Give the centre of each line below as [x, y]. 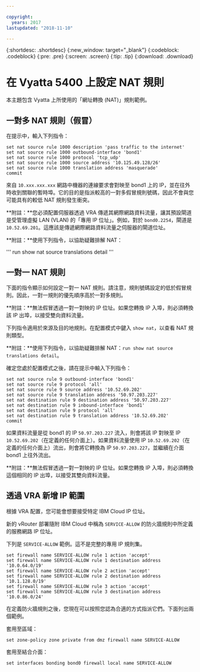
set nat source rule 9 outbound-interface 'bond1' [70, 379]
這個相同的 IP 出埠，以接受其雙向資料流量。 [60, 475]
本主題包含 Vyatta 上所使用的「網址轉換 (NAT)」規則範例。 [78, 100]
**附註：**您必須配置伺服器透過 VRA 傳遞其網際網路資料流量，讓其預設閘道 [99, 212]
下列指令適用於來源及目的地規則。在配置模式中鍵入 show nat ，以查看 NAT [97, 327]
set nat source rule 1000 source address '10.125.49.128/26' [84, 163]
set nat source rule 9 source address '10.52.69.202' [74, 390]
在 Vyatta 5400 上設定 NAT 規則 [85, 82]
